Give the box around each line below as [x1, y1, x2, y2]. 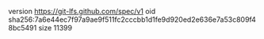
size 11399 [38, 23, 73, 32]
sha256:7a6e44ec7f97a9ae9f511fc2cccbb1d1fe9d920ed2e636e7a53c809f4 [8, 15, 256, 24]
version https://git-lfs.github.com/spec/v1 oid [8, 7, 156, 16]
